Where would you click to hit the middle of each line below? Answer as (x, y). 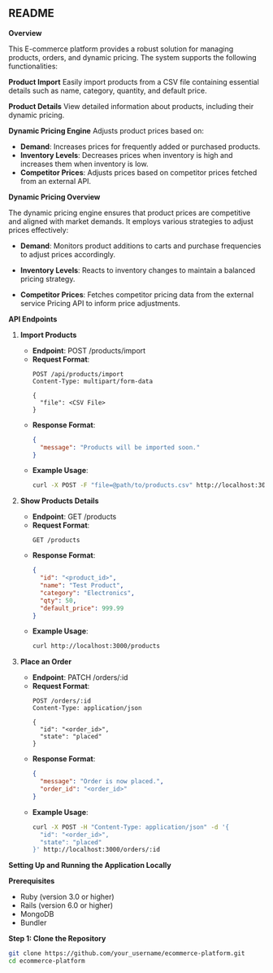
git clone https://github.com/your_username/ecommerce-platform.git (127, 953)
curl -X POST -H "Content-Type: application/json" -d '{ (131, 827)
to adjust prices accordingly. (68, 254)
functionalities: (33, 66)
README (31, 13)
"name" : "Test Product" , (82, 585)
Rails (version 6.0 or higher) (67, 905)
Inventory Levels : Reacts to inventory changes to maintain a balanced (138, 270)
